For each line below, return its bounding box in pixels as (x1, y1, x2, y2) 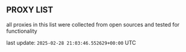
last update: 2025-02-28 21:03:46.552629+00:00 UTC (6, 39, 136, 46)
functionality (6, 27, 37, 34)
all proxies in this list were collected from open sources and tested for (6, 21, 180, 28)
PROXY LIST (6, 5, 53, 15)
